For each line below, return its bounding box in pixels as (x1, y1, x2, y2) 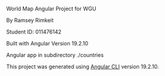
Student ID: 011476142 (6, 28, 62, 35)
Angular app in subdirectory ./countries (6, 51, 104, 59)
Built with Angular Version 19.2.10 (6, 40, 89, 47)
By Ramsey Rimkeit (6, 17, 54, 23)
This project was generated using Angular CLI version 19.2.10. (6, 63, 160, 70)
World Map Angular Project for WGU (6, 5, 96, 12)
